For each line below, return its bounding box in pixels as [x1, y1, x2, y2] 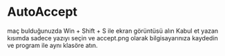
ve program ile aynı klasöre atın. [7, 41, 98, 49]
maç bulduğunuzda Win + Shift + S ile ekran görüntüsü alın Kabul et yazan [7, 27, 219, 35]
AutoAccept [7, 4, 78, 20]
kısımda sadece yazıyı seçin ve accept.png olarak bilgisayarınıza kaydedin [7, 33, 219, 42]
